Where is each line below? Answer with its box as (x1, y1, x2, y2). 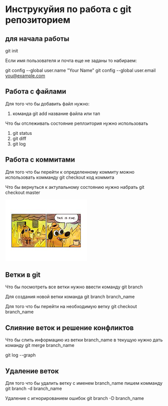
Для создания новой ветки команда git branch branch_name (5, 294, 135, 300)
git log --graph (5, 352, 36, 358)
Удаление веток (5, 367, 59, 375)
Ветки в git (5, 271, 41, 279)
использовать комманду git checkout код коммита (5, 174, 115, 180)
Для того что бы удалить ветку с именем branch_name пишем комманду (5, 380, 163, 386)
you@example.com (5, 73, 45, 79)
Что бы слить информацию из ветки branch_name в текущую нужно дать (5, 337, 163, 343)
